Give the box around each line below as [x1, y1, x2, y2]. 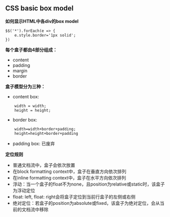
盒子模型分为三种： [5, 83, 46, 89]
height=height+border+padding [14, 131, 79, 136]
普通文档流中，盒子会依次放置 [12, 162, 75, 168]
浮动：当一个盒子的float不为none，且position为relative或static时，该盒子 [12, 181, 165, 187]
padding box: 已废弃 [12, 140, 55, 147]
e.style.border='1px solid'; [14, 32, 76, 38]
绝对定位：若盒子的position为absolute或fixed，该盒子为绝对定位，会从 [12, 200, 160, 206]
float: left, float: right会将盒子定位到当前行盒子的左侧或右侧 [12, 194, 135, 200]
